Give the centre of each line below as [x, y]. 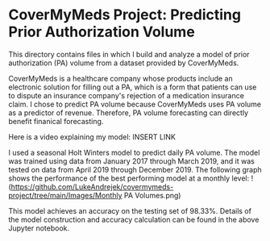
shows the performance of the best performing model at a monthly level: [129, 178]
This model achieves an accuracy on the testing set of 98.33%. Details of [130, 210]
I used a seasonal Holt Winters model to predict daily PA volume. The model [134, 152]
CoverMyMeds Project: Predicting [125, 15]
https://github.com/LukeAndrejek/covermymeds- [92, 186]
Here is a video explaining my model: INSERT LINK [92, 137]
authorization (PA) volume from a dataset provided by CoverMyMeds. [124, 63]
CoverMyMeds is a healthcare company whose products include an [120, 78]
